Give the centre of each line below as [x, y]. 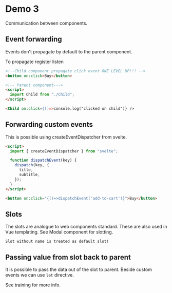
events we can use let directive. [40, 275]
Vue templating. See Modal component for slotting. [59, 232]
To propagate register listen [35, 62]
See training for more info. [33, 285]
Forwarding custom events [49, 124]
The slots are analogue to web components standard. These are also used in [86, 227]
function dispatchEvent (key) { [43, 160]
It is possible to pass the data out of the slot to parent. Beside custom [79, 269]
